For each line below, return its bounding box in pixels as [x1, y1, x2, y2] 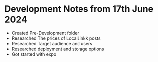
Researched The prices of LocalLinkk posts [11, 35, 101, 41]
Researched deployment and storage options [11, 46, 104, 52]
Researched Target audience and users [11, 40, 93, 46]
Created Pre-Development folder [11, 30, 79, 36]
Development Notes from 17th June [4, 3, 154, 15]
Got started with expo [11, 51, 57, 57]
